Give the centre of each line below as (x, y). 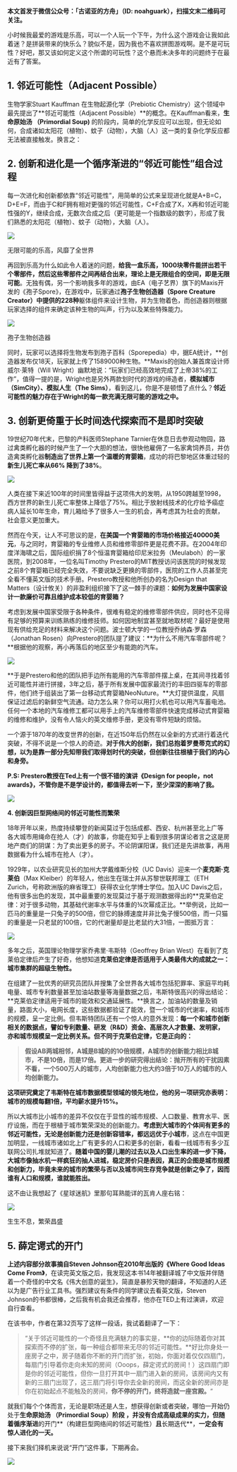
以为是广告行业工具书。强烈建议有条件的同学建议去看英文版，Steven (107, 1291)
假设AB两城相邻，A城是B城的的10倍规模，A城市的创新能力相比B (119, 1051)
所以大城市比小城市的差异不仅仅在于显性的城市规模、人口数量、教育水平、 (115, 1116)
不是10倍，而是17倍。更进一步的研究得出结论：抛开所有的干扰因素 (133, 1060)
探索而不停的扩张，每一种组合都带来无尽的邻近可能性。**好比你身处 (123, 1347)
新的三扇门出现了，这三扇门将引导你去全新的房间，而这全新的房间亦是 (127, 1382)
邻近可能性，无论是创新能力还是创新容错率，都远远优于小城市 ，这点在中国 (115, 1134)
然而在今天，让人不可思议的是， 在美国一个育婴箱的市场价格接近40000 (110, 535)
